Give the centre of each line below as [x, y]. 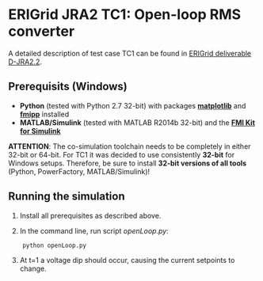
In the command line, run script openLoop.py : [94, 230]
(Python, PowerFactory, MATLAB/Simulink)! [79, 171]
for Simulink [40, 131]
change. [33, 268]
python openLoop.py [55, 245]
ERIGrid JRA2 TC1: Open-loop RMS [125, 15]
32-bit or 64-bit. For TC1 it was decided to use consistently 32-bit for [122, 154]
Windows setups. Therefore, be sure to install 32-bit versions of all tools [128, 163]
